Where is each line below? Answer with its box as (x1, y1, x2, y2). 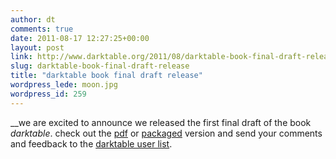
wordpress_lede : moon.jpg (10, 80, 118, 90)
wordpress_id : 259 (10, 89, 87, 99)
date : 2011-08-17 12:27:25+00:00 (10, 33, 150, 43)
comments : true (10, 24, 74, 34)
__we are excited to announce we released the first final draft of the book (10, 116, 312, 128)
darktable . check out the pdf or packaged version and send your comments (10, 127, 323, 139)
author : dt (10, 14, 56, 25)
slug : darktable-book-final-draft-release (10, 61, 190, 71)
